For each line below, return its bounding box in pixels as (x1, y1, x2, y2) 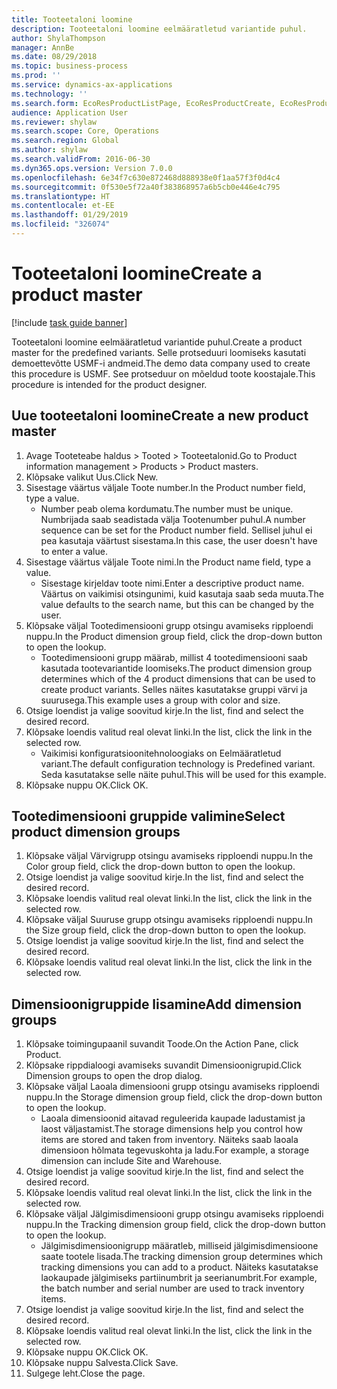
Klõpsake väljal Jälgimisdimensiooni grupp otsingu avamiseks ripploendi (25, 1208, 324, 1220)
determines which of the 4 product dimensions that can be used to (40, 672, 316, 685)
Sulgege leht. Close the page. (25, 1367, 146, 1380)
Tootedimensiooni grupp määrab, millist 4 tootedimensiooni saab (40, 651, 308, 663)
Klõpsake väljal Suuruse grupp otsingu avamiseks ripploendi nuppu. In (25, 914, 314, 926)
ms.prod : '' (11, 71, 61, 81)
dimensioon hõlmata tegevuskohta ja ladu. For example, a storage (40, 1144, 310, 1156)
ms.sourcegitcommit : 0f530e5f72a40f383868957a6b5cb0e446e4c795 (11, 182, 281, 192)
